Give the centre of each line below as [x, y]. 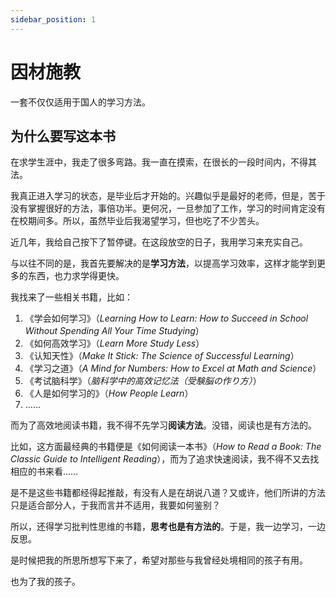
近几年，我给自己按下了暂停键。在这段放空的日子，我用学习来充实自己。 [159, 242]
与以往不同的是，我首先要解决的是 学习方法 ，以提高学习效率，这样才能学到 [163, 263]
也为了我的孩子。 [45, 582]
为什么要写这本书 [63, 136]
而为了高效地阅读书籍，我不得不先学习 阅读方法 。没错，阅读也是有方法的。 [163, 425]
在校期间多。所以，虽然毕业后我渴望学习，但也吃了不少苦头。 [137, 221]
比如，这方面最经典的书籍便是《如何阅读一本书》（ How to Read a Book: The [166, 447]
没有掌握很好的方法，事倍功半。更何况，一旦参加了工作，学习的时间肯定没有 [168, 208]
